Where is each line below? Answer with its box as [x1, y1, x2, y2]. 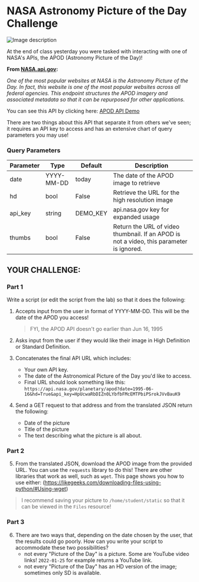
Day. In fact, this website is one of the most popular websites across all [6, 83, 181, 90]
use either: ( [15, 479, 45, 486]
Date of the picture [24, 419, 70, 426]
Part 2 [6, 446, 25, 455]
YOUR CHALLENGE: [6, 265, 81, 275]
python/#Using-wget [15, 485, 67, 493]
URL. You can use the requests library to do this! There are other [15, 467, 172, 474]
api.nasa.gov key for [113, 205, 169, 214]
